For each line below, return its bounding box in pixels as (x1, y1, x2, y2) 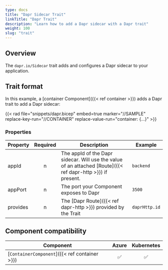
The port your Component (60, 183, 122, 190)
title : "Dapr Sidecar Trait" (5, 12, 66, 17)
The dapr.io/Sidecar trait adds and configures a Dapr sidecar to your (5, 62, 148, 68)
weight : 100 (5, 26, 30, 31)
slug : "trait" (5, 31, 35, 36)
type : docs (5, 7, 28, 13)
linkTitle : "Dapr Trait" (5, 17, 57, 22)
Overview (5, 49, 36, 58)
